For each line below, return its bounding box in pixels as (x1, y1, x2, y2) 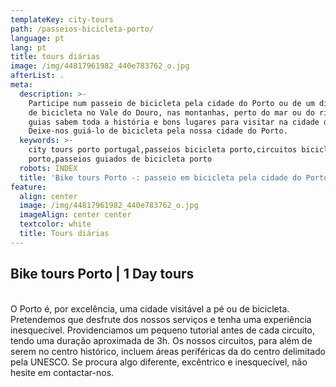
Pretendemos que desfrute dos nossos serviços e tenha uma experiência (10, 313, 312, 325)
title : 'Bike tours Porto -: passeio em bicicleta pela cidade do (19, 172, 302, 183)
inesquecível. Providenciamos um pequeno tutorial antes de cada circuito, (10, 324, 315, 336)
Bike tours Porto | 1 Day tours (10, 266, 195, 283)
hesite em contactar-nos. (10, 366, 115, 378)
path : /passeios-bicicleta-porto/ (10, 24, 155, 34)
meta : (10, 80, 33, 90)
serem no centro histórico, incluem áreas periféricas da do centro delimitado (10, 345, 326, 357)
